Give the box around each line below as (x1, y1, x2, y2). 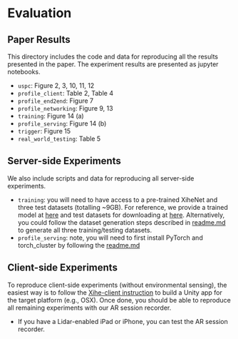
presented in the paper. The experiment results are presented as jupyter (7, 60, 219, 69)
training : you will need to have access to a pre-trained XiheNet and (17, 195, 218, 204)
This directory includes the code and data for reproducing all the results (7, 52, 219, 61)
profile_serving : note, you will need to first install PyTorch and (17, 233, 203, 242)
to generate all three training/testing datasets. (17, 226, 152, 234)
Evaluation (7, 5, 72, 21)
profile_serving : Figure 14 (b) (17, 119, 107, 128)
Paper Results (7, 34, 71, 46)
